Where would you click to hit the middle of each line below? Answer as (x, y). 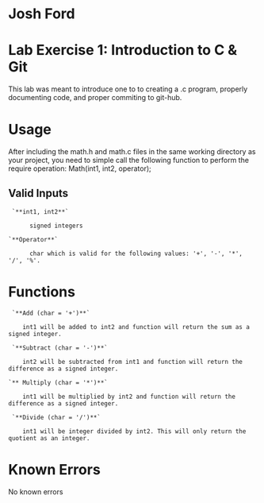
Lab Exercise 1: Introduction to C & (123, 50)
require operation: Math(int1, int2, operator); (80, 168)
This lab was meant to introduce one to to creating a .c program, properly (128, 89)
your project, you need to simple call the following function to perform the (129, 161)
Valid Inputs (38, 193)
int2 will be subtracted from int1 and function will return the (133, 362)
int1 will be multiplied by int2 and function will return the (129, 397)
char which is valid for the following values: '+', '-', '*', (136, 253)
